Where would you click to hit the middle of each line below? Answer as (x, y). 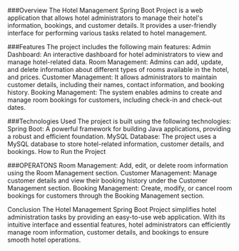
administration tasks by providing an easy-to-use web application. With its (117, 217)
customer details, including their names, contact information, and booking (116, 84)
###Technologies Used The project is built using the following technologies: (119, 121)
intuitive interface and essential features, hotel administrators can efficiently (119, 225)
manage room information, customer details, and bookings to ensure (108, 232)
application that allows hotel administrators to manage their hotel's (105, 18)
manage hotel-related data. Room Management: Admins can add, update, (115, 62)
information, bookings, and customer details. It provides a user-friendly (112, 25)
